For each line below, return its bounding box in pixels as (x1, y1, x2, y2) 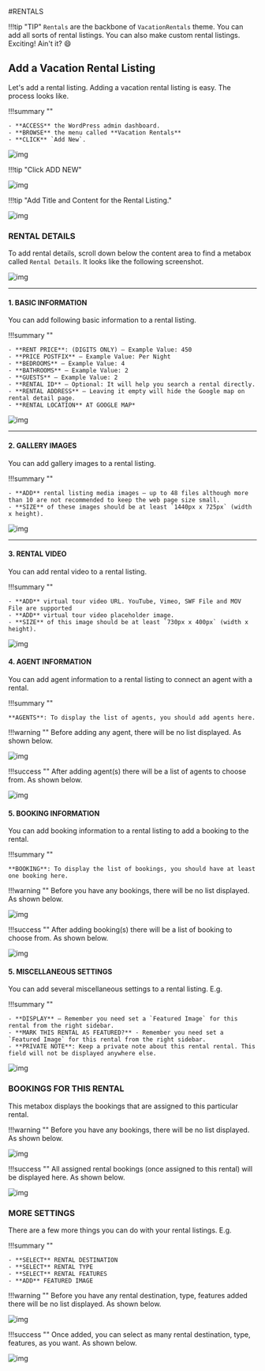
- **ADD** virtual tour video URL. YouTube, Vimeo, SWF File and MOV (8, 597, 242, 605)
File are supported (8, 604, 73, 612)
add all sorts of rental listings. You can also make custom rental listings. (8, 31, 241, 40)
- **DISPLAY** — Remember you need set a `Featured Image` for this (8, 1015, 238, 1023)
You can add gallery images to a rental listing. (8, 458, 156, 468)
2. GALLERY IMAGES (8, 441, 77, 450)
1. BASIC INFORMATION (8, 297, 88, 307)
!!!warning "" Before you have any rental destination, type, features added (8, 1290, 248, 1300)
